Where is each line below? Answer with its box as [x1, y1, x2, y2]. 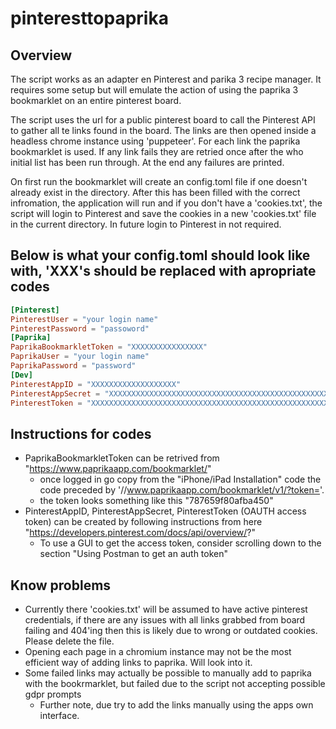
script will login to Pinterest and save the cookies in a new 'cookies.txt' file [10, 208, 317, 219]
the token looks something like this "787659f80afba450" [39, 495, 274, 507]
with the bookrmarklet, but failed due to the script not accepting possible [24, 678, 326, 690]
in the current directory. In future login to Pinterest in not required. [10, 218, 282, 230]
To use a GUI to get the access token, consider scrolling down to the [39, 537, 322, 549]
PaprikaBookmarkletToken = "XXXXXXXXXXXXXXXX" [10, 342, 208, 352]
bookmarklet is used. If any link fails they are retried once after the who [10, 146, 304, 157]
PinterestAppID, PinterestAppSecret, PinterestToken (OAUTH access [24, 505, 307, 517]
